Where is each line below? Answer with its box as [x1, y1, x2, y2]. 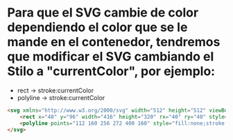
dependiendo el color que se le [7, 19, 188, 35]
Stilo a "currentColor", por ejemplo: [7, 63, 216, 79]
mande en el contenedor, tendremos [7, 34, 221, 50]
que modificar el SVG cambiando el [7, 49, 214, 65]
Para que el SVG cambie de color [7, 5, 199, 21]
